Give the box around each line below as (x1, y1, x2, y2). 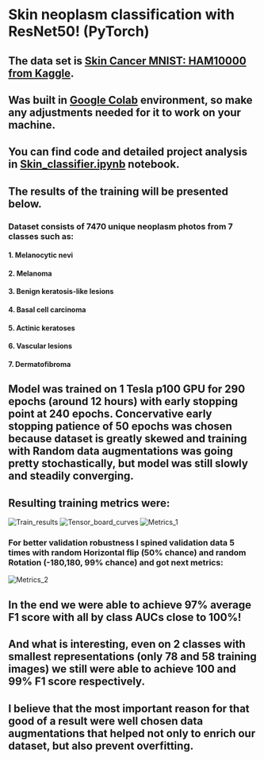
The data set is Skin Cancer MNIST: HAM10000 (8, 54, 247, 68)
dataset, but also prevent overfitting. (8, 739, 194, 752)
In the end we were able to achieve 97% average (8, 598, 252, 611)
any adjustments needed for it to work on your (8, 106, 242, 119)
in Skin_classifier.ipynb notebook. (8, 157, 180, 172)
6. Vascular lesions (8, 341, 73, 351)
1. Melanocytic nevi (8, 250, 74, 260)
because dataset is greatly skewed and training (8, 432, 247, 446)
